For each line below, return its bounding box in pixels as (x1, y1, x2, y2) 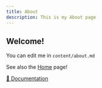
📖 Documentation (6, 75, 48, 82)
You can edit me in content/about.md (6, 52, 96, 59)
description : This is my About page (6, 14, 96, 20)
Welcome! (6, 36, 44, 46)
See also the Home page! (6, 64, 68, 71)
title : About (6, 8, 38, 15)
